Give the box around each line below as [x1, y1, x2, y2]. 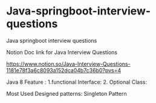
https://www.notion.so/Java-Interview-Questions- [6, 60, 131, 67]
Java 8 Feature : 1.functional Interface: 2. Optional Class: [6, 78, 147, 86]
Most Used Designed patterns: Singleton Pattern [6, 90, 127, 97]
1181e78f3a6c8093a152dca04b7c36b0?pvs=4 [6, 66, 122, 73]
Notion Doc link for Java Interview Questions [6, 48, 118, 55]
